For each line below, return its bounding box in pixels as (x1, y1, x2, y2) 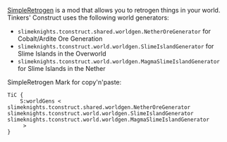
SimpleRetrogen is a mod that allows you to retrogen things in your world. (7, 6, 221, 14)
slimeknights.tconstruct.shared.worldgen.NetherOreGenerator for (17, 27, 211, 35)
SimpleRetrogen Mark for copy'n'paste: (7, 78, 122, 86)
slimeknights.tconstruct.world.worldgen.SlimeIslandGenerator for (17, 42, 214, 50)
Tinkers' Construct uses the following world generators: (7, 13, 169, 22)
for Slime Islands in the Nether (17, 65, 106, 72)
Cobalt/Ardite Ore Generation (17, 34, 103, 43)
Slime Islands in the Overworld (17, 49, 106, 58)
